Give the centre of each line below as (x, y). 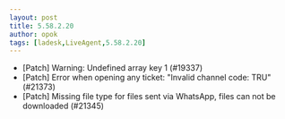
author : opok (34, 34)
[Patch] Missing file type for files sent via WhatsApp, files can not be (149, 97)
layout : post (34, 17)
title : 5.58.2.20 (42, 26)
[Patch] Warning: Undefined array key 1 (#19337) (112, 68)
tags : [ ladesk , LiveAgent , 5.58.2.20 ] (78, 42)
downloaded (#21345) (63, 106)
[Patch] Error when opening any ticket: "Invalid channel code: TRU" (147, 78)
